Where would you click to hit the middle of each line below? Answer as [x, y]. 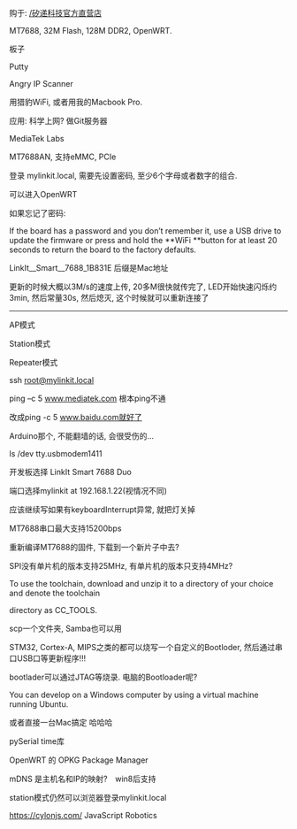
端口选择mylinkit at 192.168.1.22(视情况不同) [88, 491]
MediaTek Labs [37, 138]
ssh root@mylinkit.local [52, 380]
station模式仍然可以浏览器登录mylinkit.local [88, 798]
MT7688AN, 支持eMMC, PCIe [63, 157]
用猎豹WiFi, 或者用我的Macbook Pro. [76, 102]
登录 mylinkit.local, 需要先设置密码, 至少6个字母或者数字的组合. [123, 176]
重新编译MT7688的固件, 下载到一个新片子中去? [94, 547]
